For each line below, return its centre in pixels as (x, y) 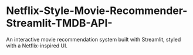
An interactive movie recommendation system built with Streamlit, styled (94, 39)
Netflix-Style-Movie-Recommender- (97, 11)
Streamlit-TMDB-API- (59, 23)
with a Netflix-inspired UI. (37, 46)
